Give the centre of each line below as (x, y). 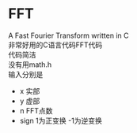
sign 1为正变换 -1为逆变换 (61, 120)
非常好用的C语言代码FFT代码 (55, 45)
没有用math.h (30, 65)
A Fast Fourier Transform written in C (68, 35)
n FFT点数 (36, 110)
